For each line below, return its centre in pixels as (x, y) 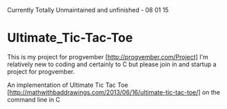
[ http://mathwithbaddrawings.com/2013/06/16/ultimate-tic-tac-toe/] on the (114, 92)
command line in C (34, 99)
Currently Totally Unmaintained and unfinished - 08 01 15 (88, 10)
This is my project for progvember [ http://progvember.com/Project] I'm (108, 57)
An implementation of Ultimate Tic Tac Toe (68, 85)
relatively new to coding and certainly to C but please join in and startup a (112, 64)
